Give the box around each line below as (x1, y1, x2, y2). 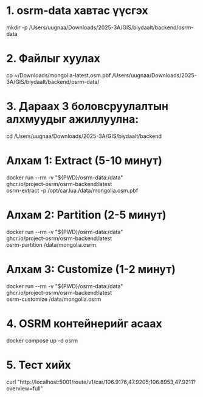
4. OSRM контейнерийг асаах (6, 317, 162, 330)
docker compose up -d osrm (6, 337, 78, 344)
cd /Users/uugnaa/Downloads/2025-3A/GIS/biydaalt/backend (6, 132, 162, 140)
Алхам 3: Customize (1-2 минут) (6, 262, 176, 276)
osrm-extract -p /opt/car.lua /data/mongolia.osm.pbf (6, 187, 139, 194)
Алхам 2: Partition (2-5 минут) (6, 208, 167, 222)
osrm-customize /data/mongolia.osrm (6, 295, 101, 303)
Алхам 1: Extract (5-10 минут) (6, 154, 163, 167)
